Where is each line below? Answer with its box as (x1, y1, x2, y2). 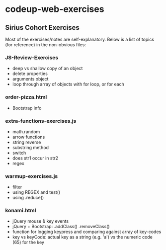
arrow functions (12, 134, 45, 140)
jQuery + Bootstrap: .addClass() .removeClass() (12, 224, 110, 230)
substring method (12, 144, 49, 150)
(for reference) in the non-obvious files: (5, 42, 86, 48)
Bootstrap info (12, 105, 42, 111)
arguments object (12, 76, 49, 82)
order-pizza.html (5, 93, 47, 100)
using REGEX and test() (12, 189, 61, 195)
